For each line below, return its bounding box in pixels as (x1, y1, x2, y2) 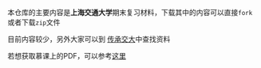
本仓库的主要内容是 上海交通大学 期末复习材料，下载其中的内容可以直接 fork (7, 8, 253, 17)
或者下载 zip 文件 (7, 17, 61, 27)
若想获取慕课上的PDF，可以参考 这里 (7, 51, 127, 60)
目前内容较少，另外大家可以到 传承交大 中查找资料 (7, 35, 171, 43)
